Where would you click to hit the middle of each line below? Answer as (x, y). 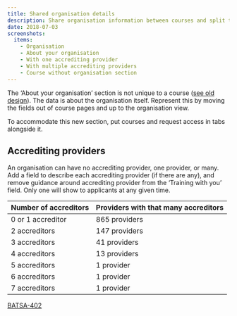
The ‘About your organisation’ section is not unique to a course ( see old (111, 93)
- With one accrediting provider (69, 60)
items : (23, 40)
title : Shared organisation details (61, 14)
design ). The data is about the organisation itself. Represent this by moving (116, 100)
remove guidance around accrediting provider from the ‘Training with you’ (115, 183)
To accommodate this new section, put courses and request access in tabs (116, 121)
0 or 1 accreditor (39, 220)
